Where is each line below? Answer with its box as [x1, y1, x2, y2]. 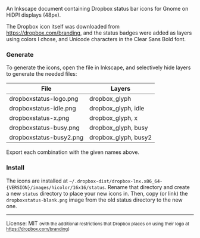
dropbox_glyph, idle [89, 104, 145, 113]
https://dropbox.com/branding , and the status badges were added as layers [6, 29, 192, 36]
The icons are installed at [6, 177, 68, 184]
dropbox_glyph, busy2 [89, 134, 152, 142]
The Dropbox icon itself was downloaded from [6, 23, 120, 30]
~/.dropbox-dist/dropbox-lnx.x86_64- [69, 178, 162, 184]
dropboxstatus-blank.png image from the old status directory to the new [6, 196, 183, 203]
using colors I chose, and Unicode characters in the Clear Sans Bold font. [6, 36, 186, 42]
